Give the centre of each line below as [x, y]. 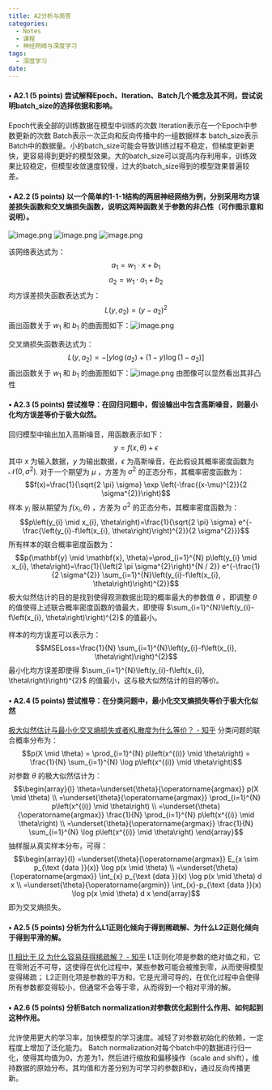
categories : [28, 24]
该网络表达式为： [37, 252]
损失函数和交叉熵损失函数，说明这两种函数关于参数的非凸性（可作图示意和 [139, 206]
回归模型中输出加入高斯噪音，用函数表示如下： [86, 434]
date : [17, 69]
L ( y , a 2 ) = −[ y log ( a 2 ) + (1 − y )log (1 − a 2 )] [136, 358]
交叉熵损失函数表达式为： [51, 344]
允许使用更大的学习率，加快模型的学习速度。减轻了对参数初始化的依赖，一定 [136, 1037]
